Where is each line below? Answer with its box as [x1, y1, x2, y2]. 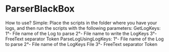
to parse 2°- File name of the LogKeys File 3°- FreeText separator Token [5, 41, 158, 47]
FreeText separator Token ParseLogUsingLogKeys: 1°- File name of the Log [5, 36, 164, 42]
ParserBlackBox [5, 3, 75, 15]
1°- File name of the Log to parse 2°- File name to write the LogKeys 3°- [5, 30, 157, 36]
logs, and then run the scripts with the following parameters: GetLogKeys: [5, 25, 161, 31]
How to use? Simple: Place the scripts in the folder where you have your [5, 20, 157, 26]
